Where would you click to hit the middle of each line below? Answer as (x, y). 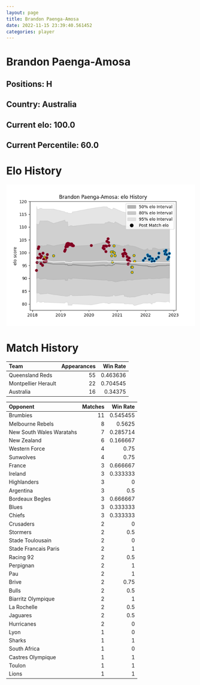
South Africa (24, 649)
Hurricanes (22, 624)
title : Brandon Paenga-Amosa (43, 19)
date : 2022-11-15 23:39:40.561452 (49, 25)
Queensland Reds (31, 375)
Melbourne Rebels (31, 424)
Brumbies (21, 415)
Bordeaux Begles (30, 499)
